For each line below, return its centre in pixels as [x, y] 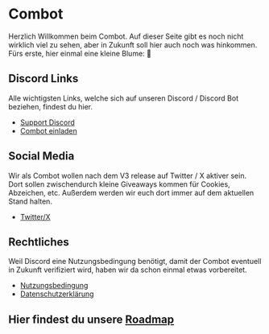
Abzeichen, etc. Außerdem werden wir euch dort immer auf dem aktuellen [131, 192]
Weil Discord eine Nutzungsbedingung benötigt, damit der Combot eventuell [135, 262]
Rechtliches [39, 242]
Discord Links [43, 78]
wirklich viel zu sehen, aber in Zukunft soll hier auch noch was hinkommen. [133, 44]
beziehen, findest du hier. [51, 106]
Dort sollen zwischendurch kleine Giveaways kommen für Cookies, [120, 184]
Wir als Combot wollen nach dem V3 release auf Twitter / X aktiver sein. [128, 175]
